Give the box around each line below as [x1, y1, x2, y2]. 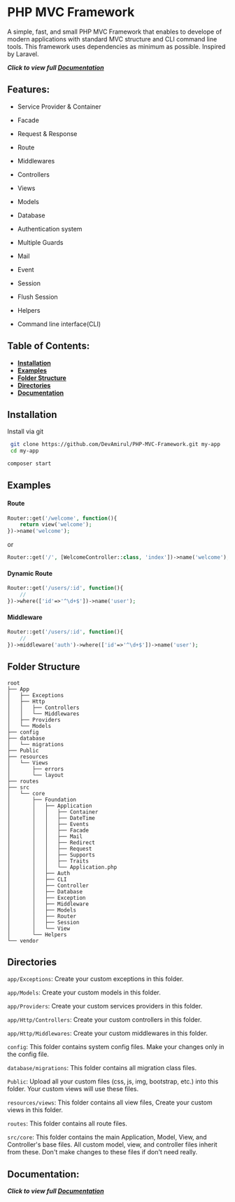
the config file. [7, 1050, 49, 1059]
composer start [7, 460, 52, 467]
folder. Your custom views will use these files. [7, 1085, 139, 1093]
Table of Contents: [7, 340, 90, 352]
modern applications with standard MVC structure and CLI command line [7, 34, 218, 43]
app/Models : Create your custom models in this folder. [7, 988, 161, 997]
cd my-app [10, 447, 39, 454]
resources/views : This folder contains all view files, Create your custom [7, 1098, 213, 1107]
